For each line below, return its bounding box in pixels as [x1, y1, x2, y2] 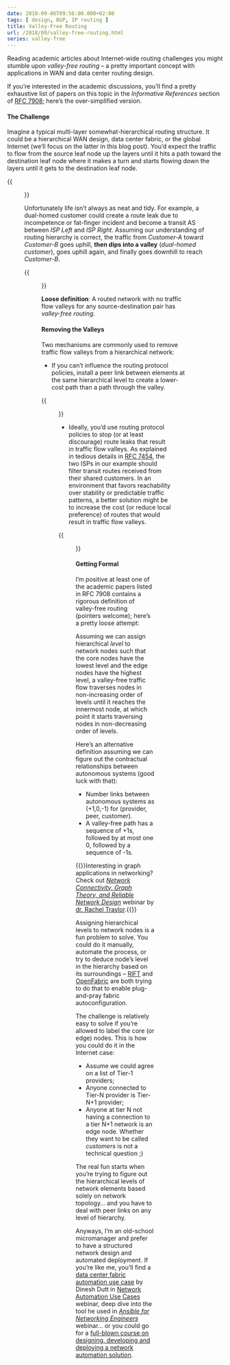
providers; [85, 1076, 115, 1084]
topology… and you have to [75, 1198, 153, 1207]
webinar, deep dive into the [75, 1299, 153, 1307]
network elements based [75, 1184, 146, 1192]
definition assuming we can [75, 747, 153, 755]
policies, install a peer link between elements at [51, 368, 186, 377]
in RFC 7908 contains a [75, 589, 142, 597]
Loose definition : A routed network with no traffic [41, 295, 182, 303]
